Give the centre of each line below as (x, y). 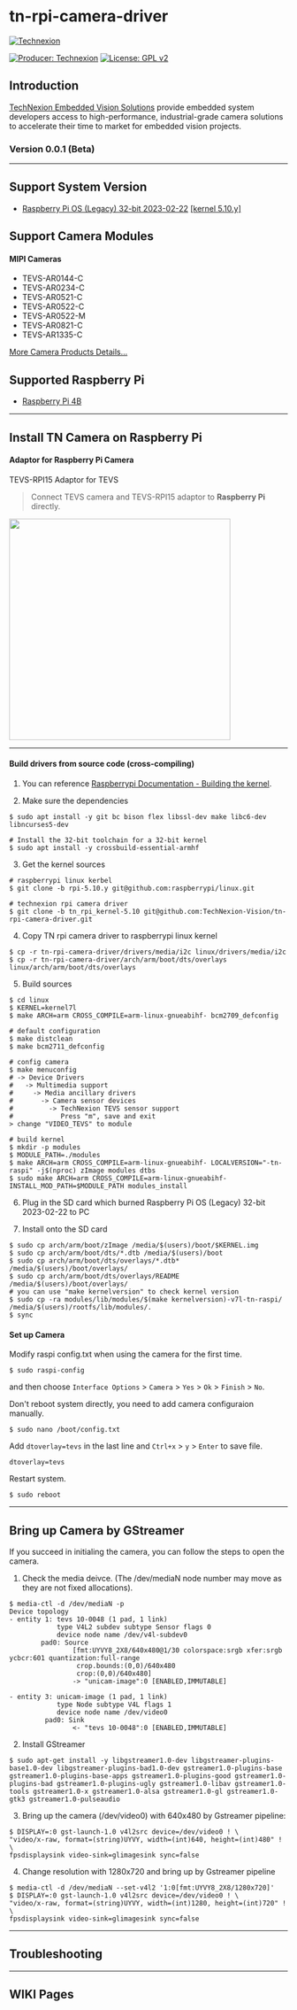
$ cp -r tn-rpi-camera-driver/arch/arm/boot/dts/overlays (118, 960)
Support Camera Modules (82, 236)
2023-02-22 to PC (56, 1212)
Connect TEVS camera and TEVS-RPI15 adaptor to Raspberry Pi (148, 497)
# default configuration (55, 1032)
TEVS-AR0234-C (53, 288)
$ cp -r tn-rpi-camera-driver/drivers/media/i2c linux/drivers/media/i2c (148, 952)
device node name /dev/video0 (112, 1712)
